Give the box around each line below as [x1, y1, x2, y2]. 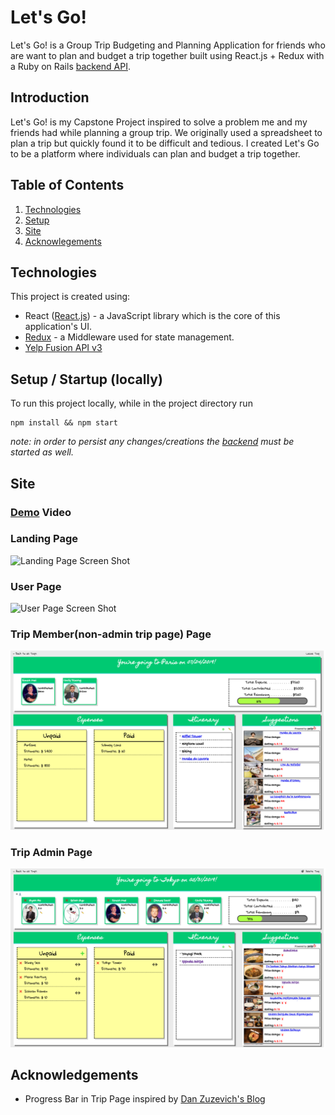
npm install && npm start [10, 418, 118, 428]
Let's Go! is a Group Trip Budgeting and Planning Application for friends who [10, 39, 326, 51]
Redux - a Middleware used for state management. [24, 331, 235, 343]
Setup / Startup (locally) [10, 371, 163, 388]
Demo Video [10, 505, 72, 519]
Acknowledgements [10, 1067, 139, 1083]
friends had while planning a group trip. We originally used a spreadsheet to [10, 126, 323, 138]
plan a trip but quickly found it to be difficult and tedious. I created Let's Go [10, 137, 320, 149]
